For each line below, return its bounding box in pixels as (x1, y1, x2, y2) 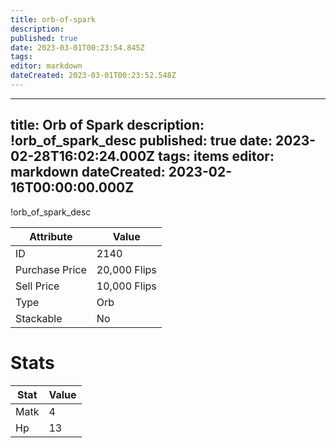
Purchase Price (15, 262, 87, 276)
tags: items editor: (157, 148, 275, 165)
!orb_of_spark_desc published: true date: (10, 132, 273, 150)
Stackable (15, 311, 63, 325)
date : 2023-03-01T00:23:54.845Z (10, 42, 145, 53)
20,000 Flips (96, 262, 157, 276)
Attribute (29, 229, 73, 243)
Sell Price (15, 279, 60, 293)
